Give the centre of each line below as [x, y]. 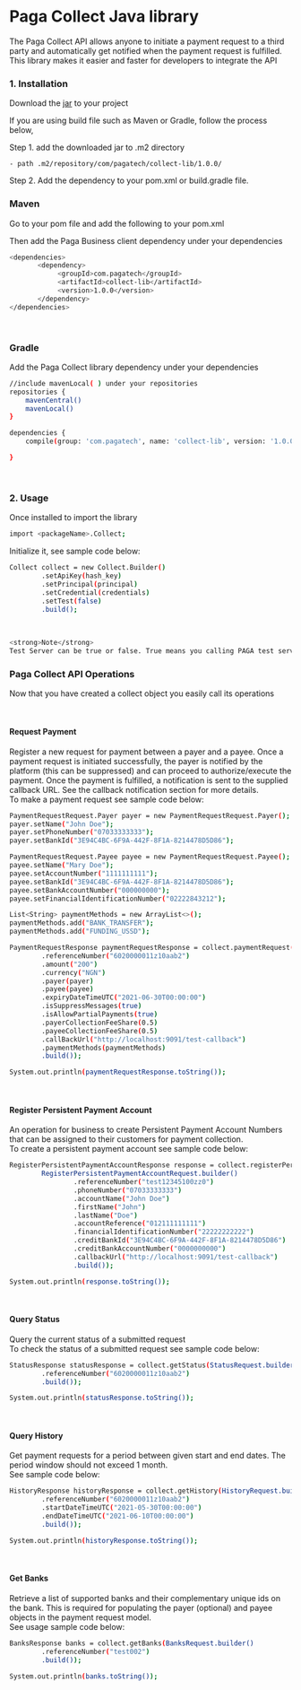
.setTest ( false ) [72, 601]
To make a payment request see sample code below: [107, 799]
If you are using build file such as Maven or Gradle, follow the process [138, 121]
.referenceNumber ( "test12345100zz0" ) [144, 1182]
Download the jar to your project [69, 103]
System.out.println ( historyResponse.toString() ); [104, 1540]
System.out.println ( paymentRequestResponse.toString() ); [118, 1072]
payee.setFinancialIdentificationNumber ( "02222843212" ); [118, 899]
